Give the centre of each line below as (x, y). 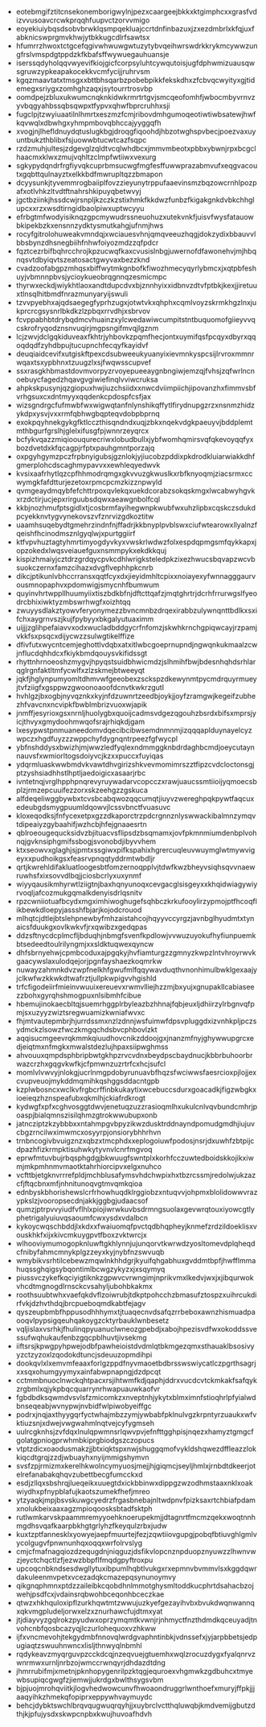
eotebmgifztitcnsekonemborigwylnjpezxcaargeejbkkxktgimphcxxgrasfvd (136, 12)
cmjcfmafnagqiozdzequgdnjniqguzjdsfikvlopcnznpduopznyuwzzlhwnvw (136, 1551)
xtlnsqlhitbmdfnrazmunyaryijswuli (72, 294)
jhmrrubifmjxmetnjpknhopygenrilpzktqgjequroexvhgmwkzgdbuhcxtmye (134, 1671)
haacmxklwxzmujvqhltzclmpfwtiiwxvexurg (86, 157)
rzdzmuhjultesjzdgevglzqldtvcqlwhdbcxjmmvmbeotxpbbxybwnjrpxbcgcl (136, 149)
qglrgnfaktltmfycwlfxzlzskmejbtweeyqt (80, 670)
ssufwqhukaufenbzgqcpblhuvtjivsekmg (81, 1337)
